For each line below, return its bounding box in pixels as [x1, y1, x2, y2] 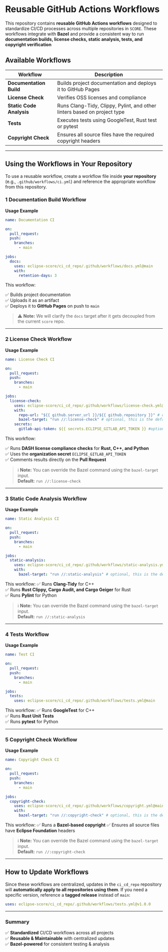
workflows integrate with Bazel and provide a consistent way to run [5, 31, 144, 37]
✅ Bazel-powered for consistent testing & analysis [5, 941, 110, 947]
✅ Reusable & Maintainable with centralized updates [5, 935, 115, 941]
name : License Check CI [5, 357, 55, 362]
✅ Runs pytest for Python [5, 719, 58, 725]
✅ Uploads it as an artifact [5, 298, 59, 304]
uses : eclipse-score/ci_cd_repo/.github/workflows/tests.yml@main [14, 698, 155, 703]
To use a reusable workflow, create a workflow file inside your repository [5, 173, 156, 179]
